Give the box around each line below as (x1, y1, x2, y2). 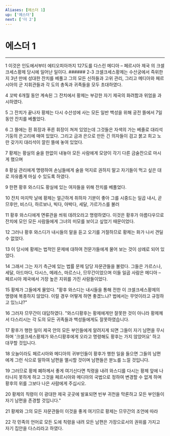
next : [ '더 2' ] (5, 17, 36, 22)
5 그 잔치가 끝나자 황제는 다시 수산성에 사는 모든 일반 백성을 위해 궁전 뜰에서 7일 (5, 109, 163, 115)
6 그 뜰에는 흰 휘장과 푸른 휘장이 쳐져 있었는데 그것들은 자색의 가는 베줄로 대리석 (5, 127, 163, 133)
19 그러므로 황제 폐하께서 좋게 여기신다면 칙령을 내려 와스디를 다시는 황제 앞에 (5, 368, 158, 374)
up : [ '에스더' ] (5, 12, 34, 17)
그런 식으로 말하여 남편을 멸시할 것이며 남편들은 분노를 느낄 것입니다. (14, 357, 150, 363)
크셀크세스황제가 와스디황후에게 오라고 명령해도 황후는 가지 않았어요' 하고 (16, 334, 161, 340)
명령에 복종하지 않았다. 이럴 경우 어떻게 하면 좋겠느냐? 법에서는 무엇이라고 (5, 293, 151, 299)
